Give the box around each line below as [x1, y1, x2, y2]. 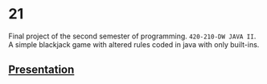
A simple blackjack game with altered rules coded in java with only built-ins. [8, 39, 260, 49]
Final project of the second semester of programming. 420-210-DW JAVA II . [8, 31, 257, 41]
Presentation [8, 63, 75, 77]
